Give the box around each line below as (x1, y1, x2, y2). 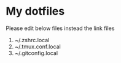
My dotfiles (6, 4, 65, 18)
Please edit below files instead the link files (6, 24, 115, 32)
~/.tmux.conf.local (14, 43, 61, 50)
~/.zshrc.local (14, 36, 50, 43)
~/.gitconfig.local (14, 49, 58, 56)
